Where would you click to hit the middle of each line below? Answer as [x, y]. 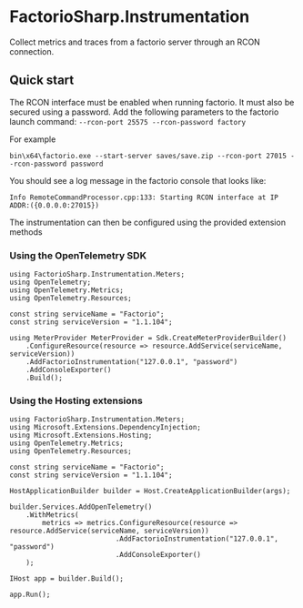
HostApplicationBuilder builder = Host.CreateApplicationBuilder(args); [150, 491]
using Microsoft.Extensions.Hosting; [81, 436]
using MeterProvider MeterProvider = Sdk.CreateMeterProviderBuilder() [148, 339]
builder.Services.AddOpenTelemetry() [81, 507]
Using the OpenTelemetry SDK [78, 255]
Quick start [42, 81]
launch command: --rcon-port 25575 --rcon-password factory [128, 121]
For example [33, 139]
